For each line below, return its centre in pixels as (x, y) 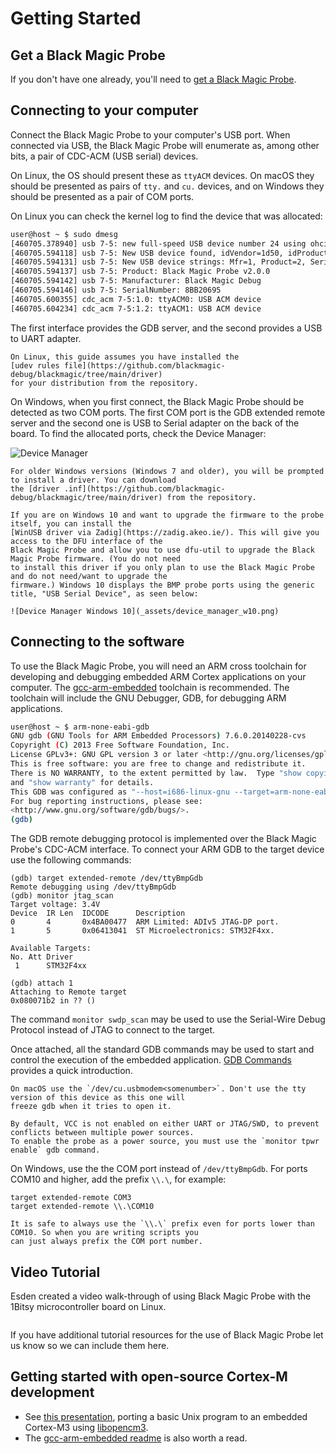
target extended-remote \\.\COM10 (82, 1207)
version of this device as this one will (98, 1098)
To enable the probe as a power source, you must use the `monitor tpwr (165, 1142)
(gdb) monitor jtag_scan (62, 896)
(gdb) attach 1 (42, 983)
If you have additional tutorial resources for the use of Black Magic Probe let (167, 1334)
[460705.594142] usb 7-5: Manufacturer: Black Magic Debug (136, 281)
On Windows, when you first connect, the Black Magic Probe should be (157, 401)
